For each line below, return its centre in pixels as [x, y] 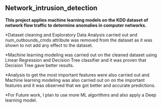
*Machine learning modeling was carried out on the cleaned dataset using [81, 55]
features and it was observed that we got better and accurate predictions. [81, 85]
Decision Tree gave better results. [40, 65]
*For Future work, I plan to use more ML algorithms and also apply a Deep [81, 95]
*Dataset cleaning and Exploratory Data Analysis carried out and [71, 35]
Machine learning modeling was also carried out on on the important [75, 80]
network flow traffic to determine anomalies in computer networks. [76, 25]
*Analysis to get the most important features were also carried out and [77, 75]
